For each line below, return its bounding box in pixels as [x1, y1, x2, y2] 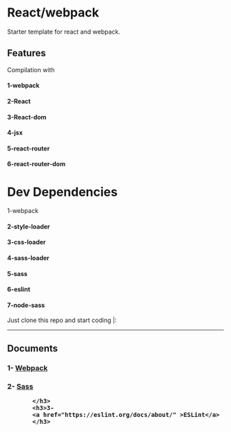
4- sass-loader [7, 254, 49, 262]
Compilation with [7, 65, 55, 73]
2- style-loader [7, 222, 50, 231]
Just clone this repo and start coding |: [7, 316, 117, 324]
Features [7, 47, 46, 59]
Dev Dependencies [7, 184, 118, 200]
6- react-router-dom [7, 160, 66, 168]
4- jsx [7, 128, 23, 137]
